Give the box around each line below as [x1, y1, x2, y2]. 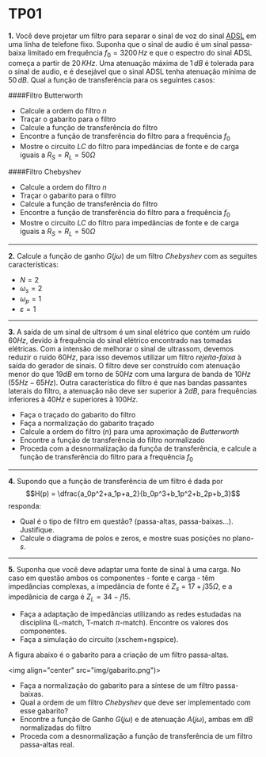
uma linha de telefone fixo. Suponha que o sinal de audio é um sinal [8, 39, 229, 48]
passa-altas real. [19, 740, 75, 749]
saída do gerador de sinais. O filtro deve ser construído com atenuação [8, 360, 241, 370]
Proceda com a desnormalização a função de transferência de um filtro [19, 731, 253, 740]
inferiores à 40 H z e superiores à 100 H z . [8, 394, 139, 404]
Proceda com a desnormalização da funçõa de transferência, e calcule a [19, 444, 257, 453]
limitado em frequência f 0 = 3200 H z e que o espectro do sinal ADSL [27, 48, 253, 60]
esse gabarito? [19, 705, 69, 715]
